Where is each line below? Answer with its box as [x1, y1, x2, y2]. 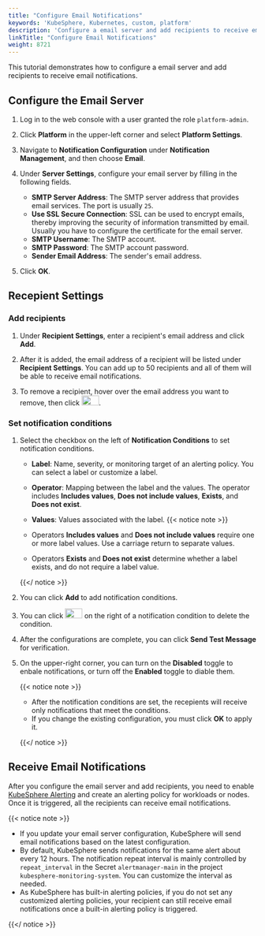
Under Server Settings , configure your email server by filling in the [19, 169, 238, 178]
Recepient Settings [8, 289, 104, 303]
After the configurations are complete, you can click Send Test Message [19, 634, 256, 643]
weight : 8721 [8, 41, 51, 49]
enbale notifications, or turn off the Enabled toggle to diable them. [19, 666, 235, 676]
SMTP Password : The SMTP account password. [31, 242, 189, 252]
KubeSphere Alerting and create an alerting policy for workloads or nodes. [8, 789, 250, 799]
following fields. [19, 177, 72, 186]
